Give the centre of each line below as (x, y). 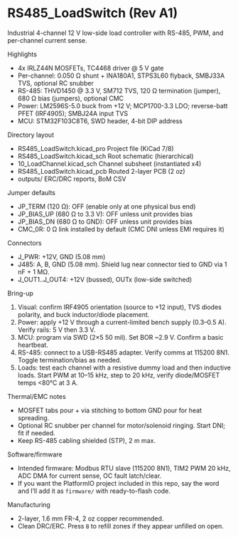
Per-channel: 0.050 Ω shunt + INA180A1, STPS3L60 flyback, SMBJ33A (121, 75)
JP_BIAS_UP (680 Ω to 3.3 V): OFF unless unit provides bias (105, 214)
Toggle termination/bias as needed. (70, 360)
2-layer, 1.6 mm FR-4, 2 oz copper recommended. (91, 518)
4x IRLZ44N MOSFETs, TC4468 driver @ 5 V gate (91, 68)
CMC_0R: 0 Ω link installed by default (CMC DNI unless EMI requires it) (121, 229)
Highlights (22, 54)
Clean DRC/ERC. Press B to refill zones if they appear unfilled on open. (120, 526)
